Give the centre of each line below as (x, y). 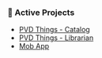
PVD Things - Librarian (56, 38)
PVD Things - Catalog (54, 30)
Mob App (34, 46)
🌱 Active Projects (41, 13)
